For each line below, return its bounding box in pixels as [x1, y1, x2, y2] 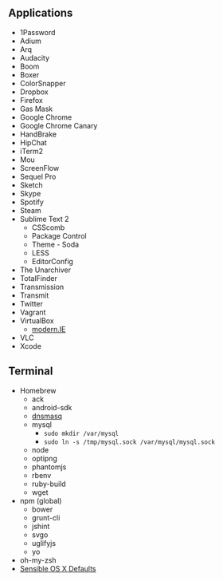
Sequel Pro [19, 172, 57, 181]
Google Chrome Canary [19, 121, 98, 130]
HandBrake [19, 129, 57, 139]
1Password [19, 27, 56, 37]
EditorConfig [31, 256, 74, 266]
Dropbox [19, 87, 49, 97]
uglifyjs [31, 538, 57, 547]
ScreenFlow [19, 163, 60, 172]
